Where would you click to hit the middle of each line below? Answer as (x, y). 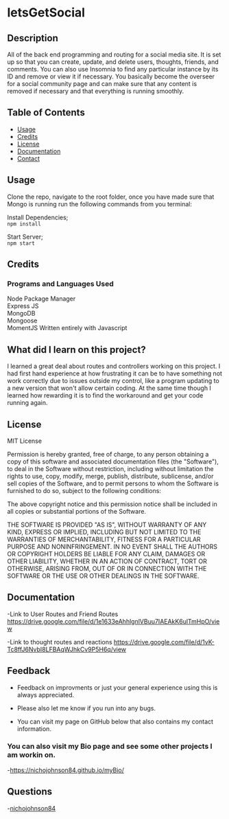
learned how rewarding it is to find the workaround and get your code (105, 395)
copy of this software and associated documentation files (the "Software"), (113, 461)
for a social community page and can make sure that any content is (102, 84)
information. (34, 729)
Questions (30, 792)
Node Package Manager (41, 299)
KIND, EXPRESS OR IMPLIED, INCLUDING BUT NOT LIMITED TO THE (104, 532)
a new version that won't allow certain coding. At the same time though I (109, 388)
